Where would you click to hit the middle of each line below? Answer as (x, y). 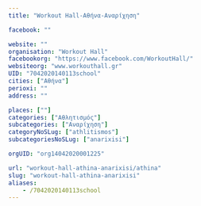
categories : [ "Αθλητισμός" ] (55, 117)
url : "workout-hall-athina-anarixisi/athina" (85, 168)
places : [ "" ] (30, 110)
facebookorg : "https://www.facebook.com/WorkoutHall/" (101, 59)
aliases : (23, 183)
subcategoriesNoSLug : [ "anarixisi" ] (69, 139)
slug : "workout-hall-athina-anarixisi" (74, 175)
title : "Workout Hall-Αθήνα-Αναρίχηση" (74, 15)
